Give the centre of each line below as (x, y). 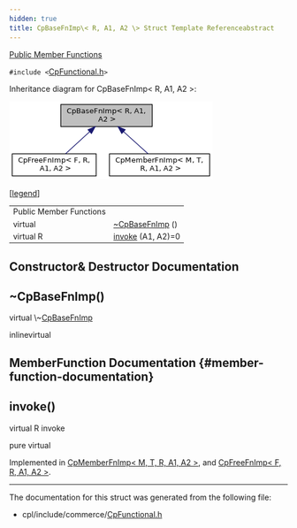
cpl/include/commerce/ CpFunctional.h (92, 514)
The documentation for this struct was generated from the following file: (141, 497)
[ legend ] (25, 193)
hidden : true (33, 19)
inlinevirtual (30, 335)
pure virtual (30, 445)
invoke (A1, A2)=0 (147, 236)
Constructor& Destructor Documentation (124, 267)
